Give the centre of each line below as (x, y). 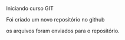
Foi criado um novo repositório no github (55, 19)
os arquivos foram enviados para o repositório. (63, 31)
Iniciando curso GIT (30, 8)
